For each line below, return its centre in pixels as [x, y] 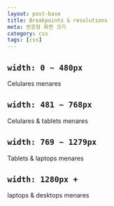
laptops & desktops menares [48, 195]
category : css [28, 33]
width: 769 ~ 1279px [52, 142]
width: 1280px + [43, 179]
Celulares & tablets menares [48, 121]
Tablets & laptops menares [45, 158]
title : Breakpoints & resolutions [58, 20]
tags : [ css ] [24, 40]
